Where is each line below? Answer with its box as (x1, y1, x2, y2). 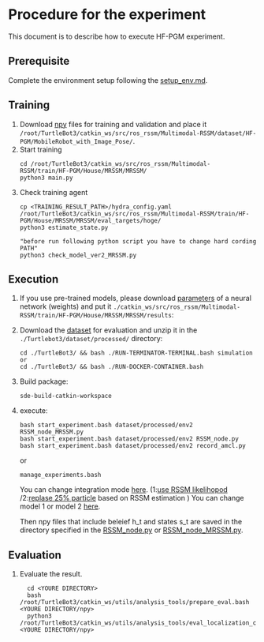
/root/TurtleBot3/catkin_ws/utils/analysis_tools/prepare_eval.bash (19, 599, 250, 606)
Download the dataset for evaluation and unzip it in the (19, 325, 198, 335)
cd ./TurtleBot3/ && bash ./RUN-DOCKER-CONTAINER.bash (19, 363, 204, 371)
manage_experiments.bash (19, 471, 102, 479)
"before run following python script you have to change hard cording (19, 237, 257, 246)
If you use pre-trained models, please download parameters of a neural (19, 294, 252, 303)
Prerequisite (8, 54, 70, 68)
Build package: (19, 377, 69, 386)
